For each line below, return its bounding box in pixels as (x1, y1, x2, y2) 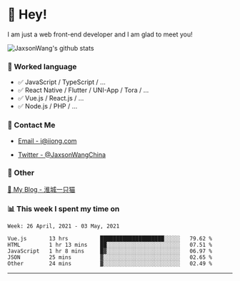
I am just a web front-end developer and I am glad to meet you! (7, 30, 193, 39)
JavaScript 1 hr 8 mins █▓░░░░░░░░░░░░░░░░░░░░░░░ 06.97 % (7, 247, 213, 255)
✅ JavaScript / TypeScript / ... (17, 78, 106, 86)
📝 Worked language (7, 61, 77, 71)
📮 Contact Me (7, 121, 56, 131)
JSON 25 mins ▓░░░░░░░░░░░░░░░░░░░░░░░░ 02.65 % (7, 254, 213, 261)
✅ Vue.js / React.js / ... (17, 94, 84, 103)
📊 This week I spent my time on (7, 203, 120, 213)
